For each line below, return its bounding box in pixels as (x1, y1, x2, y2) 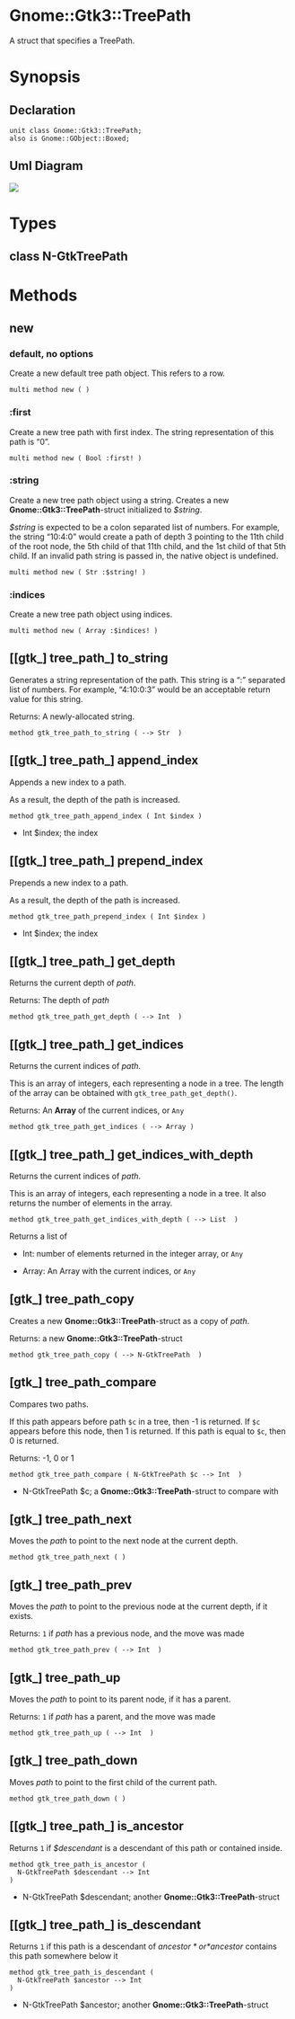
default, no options (9, 347, 94, 360)
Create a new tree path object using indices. (9, 609, 173, 620)
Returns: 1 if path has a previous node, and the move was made (9, 1628, 245, 1639)
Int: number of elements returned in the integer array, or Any (22, 1248, 244, 1259)
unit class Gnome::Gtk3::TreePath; (9, 126, 143, 135)
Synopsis (9, 67, 81, 87)
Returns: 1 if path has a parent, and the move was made (9, 1712, 216, 1722)
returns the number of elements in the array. (9, 1197, 173, 1208)
